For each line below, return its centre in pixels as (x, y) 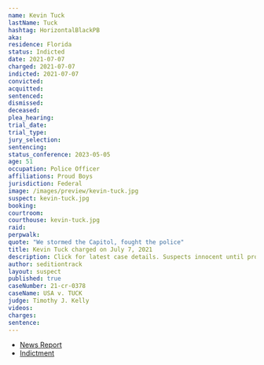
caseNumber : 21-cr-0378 (47, 286)
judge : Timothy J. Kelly (49, 300)
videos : (21, 308)
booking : (22, 205)
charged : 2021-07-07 (42, 67)
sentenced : (26, 96)
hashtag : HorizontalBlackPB (54, 30)
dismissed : (26, 103)
